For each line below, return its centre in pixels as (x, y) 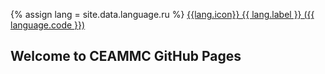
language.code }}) (48, 25)
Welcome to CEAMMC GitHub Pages (126, 56)
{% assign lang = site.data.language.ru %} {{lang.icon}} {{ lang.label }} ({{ (162, 14)
